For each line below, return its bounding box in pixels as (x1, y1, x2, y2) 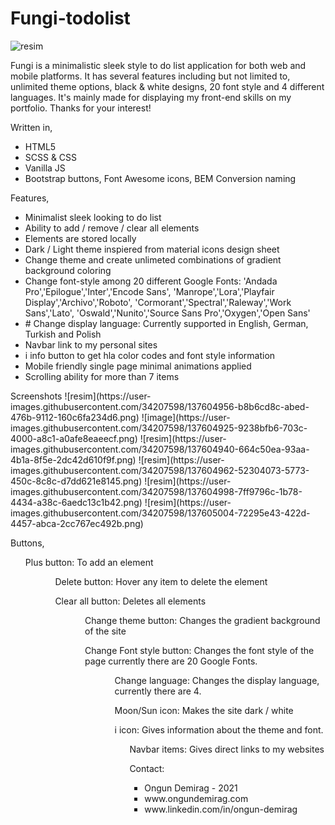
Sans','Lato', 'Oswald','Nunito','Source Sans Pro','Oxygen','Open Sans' (24, 307, 311, 319)
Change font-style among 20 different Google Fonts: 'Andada (24, 275, 278, 287)
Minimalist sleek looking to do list (24, 211, 162, 223)
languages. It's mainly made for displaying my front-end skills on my (10, 91, 292, 103)
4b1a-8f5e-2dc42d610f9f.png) (10, 453, 137, 466)
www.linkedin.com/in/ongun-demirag (144, 803, 298, 815)
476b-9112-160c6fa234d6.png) (10, 411, 140, 423)
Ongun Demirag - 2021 (144, 782, 238, 794)
